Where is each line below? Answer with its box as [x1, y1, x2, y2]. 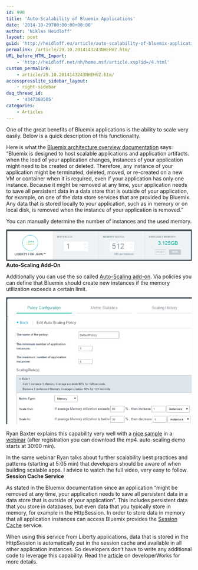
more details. [6, 558, 38, 565]
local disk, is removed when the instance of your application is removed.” [6, 206, 184, 213]
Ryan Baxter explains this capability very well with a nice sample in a [6, 430, 173, 437]
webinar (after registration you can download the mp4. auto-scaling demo [6, 436, 186, 443]
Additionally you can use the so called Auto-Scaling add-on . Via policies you [6, 273, 192, 280]
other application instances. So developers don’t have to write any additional [6, 546, 192, 552]
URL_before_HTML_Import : [6, 53, 67, 59]
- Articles [16, 109, 44, 115]
